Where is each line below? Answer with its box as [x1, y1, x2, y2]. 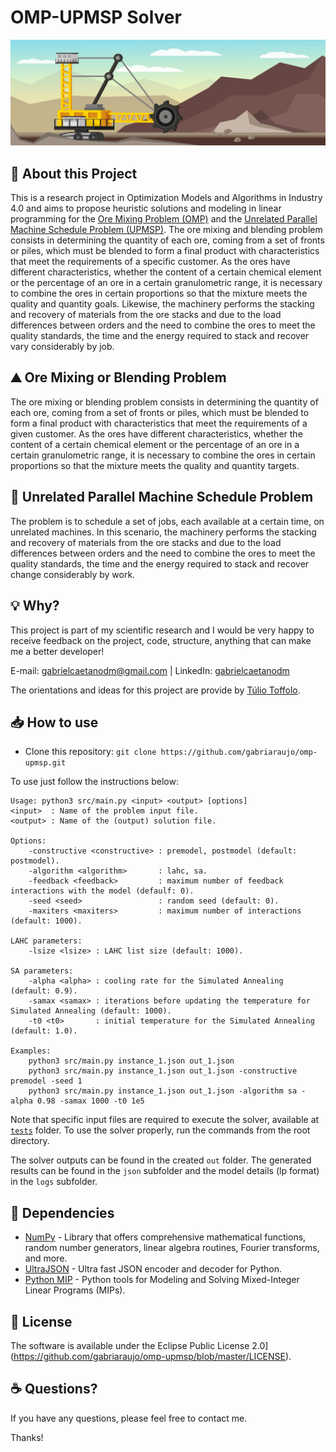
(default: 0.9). [10, 986, 78, 996]
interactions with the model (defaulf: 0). [10, 886, 195, 896]
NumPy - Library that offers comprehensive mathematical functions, [24, 1231, 307, 1243]
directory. [10, 1135, 50, 1147]
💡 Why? [10, 597, 60, 615]
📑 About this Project [10, 165, 138, 182]
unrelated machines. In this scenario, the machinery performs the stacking [10, 526, 317, 538]
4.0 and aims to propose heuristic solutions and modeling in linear [10, 202, 282, 215]
